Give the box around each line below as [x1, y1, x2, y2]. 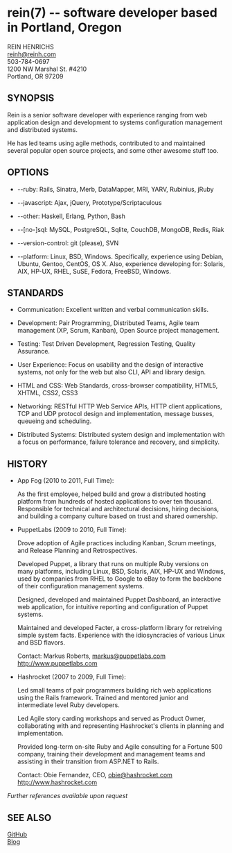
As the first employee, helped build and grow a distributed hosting [17, 490, 206, 498]
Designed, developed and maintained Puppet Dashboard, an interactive [17, 595, 222, 604]
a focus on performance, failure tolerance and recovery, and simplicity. [17, 438, 220, 446]
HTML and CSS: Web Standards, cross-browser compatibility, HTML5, [17, 381, 218, 390]
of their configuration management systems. [17, 582, 144, 590]
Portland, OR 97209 [7, 72, 64, 81]
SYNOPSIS [7, 92, 55, 104]
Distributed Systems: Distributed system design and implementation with [17, 431, 225, 439]
